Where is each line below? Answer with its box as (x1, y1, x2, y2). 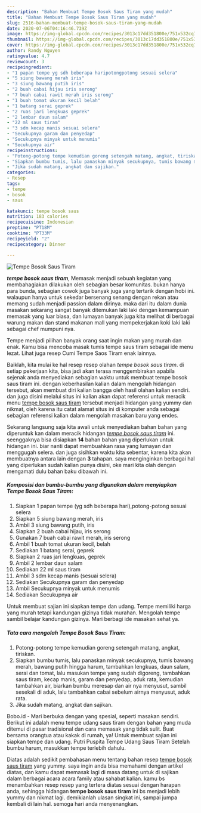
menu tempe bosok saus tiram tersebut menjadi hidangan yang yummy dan (7, 399, 193, 406)
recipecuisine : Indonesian (7, 219, 74, 225)
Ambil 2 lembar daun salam (15, 559, 83, 567)
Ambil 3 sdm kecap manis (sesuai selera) (15, 572, 117, 579)
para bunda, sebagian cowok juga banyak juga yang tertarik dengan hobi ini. (7, 287, 195, 294)
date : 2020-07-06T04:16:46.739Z (7, 25, 87, 32)
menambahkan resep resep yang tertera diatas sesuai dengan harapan (7, 781, 181, 789)
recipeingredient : (7, 64, 52, 70)
